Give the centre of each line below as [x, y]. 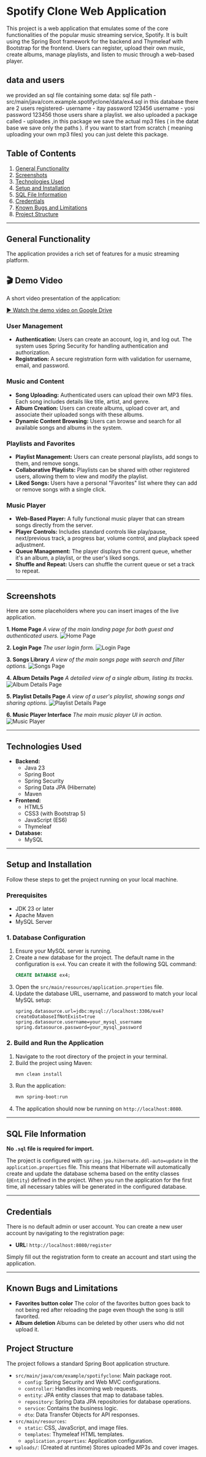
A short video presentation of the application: [63, 299]
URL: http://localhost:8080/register [63, 1244]
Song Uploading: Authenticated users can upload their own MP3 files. [104, 395]
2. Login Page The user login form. [50, 648]
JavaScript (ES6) [46, 820]
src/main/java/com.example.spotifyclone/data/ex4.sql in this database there [102, 101]
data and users [36, 80]
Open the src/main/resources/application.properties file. [90, 987]
